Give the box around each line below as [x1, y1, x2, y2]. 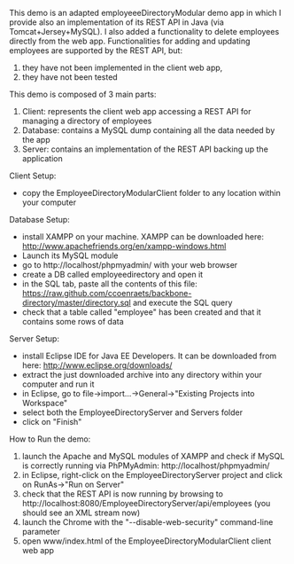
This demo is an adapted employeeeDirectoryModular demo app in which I [9, 8, 282, 18]
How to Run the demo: [9, 434, 91, 444]
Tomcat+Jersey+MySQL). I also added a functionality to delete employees [9, 27, 280, 36]
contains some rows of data [21, 317, 124, 326]
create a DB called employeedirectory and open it [21, 270, 204, 279]
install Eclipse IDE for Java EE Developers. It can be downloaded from [21, 350, 277, 361]
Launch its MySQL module [21, 250, 119, 261]
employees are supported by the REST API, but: [9, 45, 183, 56]
